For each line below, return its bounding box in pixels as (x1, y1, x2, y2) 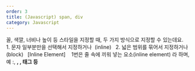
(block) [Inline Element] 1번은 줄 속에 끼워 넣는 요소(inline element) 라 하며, (6, 51, 190, 58)
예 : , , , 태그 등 (6, 58, 38, 65)
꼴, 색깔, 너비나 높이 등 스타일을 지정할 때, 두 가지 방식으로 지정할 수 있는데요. (6, 36, 184, 43)
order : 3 (6, 8, 28, 15)
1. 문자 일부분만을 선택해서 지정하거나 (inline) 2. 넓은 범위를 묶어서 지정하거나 (6, 43, 188, 50)
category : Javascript (6, 19, 60, 25)
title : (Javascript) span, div (6, 14, 83, 20)
